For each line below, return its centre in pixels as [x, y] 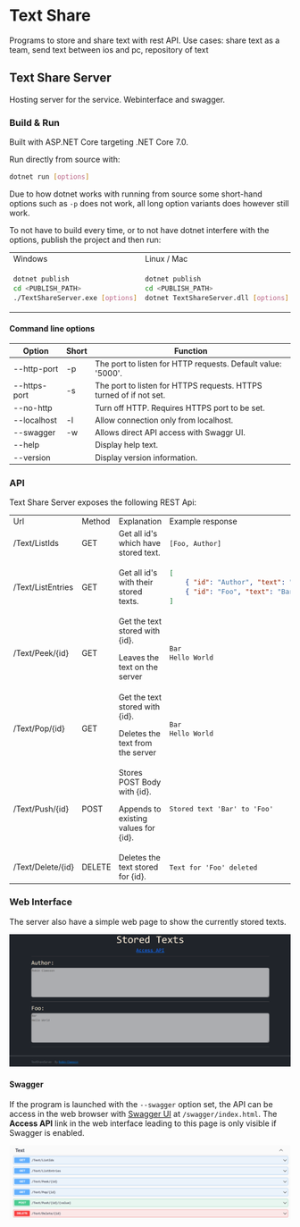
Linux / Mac [166, 258]
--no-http [33, 408]
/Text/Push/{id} [41, 809]
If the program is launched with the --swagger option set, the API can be [142, 1104]
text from [136, 743]
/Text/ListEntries [43, 587]
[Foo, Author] [195, 543]
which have [140, 543]
